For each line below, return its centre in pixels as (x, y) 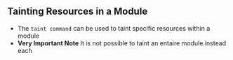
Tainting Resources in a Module (78, 12)
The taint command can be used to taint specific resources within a (114, 28)
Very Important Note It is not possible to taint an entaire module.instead (122, 43)
